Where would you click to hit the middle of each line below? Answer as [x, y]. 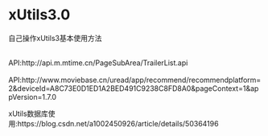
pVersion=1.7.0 [33, 97]
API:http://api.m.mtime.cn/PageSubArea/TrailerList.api [98, 63]
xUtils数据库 [28, 113]
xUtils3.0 [39, 15]
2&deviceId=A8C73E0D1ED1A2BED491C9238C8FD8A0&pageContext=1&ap [134, 88]
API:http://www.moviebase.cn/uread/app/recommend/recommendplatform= [135, 80]
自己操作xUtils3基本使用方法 [55, 38]
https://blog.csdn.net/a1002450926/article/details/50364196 [118, 123]
